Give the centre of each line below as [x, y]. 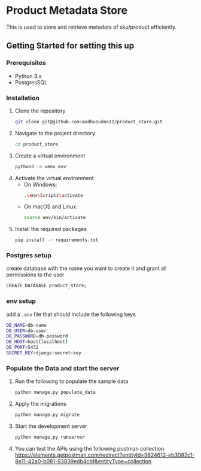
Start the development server [51, 426]
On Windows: [40, 184]
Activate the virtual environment [54, 178]
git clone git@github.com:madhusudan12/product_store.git [89, 121]
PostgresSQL [31, 82]
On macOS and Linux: [51, 206]
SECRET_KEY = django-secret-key [44, 353]
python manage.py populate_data [55, 393]
